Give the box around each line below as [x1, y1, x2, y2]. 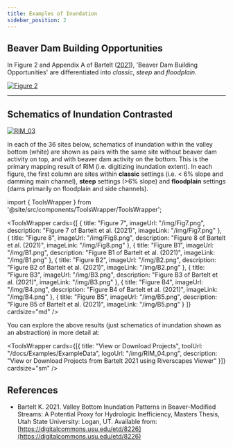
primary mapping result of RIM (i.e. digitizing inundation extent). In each [7, 163, 213, 171]
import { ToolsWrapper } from [7, 198, 92, 206]
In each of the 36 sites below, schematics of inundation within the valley [7, 140, 213, 149]
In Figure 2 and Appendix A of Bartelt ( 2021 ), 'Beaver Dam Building [7, 60, 198, 70]
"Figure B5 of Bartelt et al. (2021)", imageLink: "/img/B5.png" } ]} [7, 300, 191, 309]
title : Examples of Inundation [7, 10, 98, 17]
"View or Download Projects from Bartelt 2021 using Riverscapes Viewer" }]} [7, 357, 226, 365]
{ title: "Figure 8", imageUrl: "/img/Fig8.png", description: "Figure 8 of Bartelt [7, 234, 226, 242]
